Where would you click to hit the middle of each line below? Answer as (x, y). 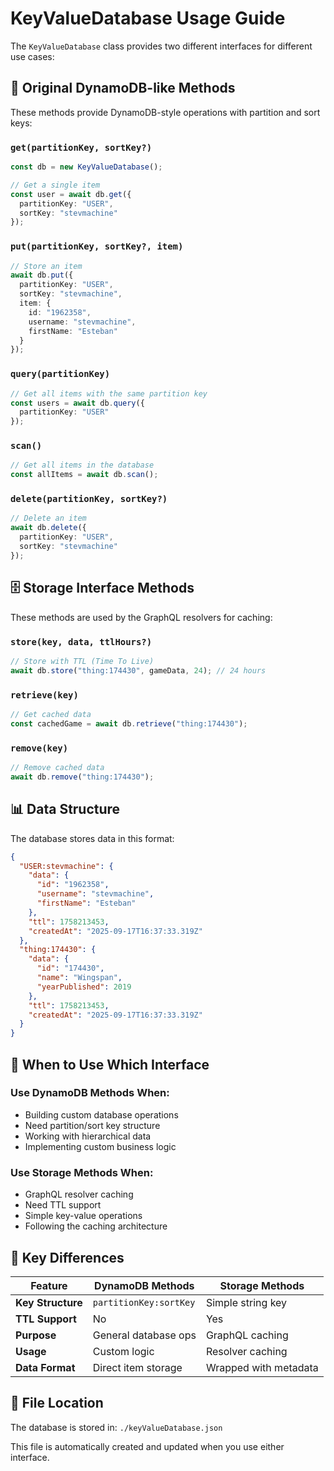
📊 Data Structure (65, 809)
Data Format (45, 1367)
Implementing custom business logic (100, 1146)
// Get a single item (55, 185)
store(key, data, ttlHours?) (81, 641)
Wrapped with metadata (262, 1367)
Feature (49, 1285)
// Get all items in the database (82, 465)
